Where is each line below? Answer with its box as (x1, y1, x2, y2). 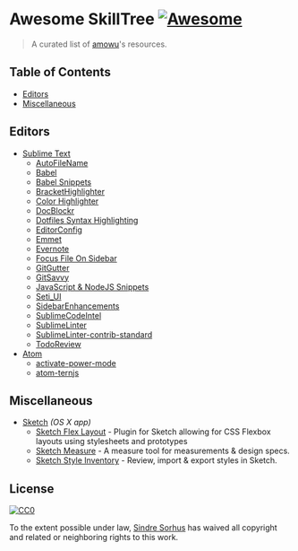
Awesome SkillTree (9, 9, 155, 30)
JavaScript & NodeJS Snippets (35, 281, 149, 292)
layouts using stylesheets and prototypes (35, 436, 188, 447)
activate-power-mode (35, 357, 116, 368)
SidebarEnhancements (35, 301, 120, 311)
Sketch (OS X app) (21, 417, 91, 428)
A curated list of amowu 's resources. (30, 39, 167, 49)
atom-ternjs (35, 367, 80, 378)
